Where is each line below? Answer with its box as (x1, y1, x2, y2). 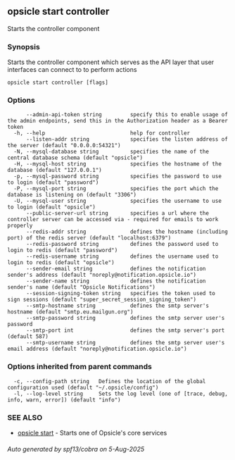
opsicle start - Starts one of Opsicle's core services (17, 429, 167, 437)
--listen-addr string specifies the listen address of (25, 136, 229, 143)
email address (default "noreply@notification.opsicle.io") (7, 345, 188, 353)
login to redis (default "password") (7, 247, 118, 254)
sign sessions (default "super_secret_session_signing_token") (7, 296, 197, 304)
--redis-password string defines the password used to (25, 241, 219, 248)
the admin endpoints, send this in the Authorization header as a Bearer (7, 118, 229, 125)
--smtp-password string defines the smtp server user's (25, 315, 225, 322)
